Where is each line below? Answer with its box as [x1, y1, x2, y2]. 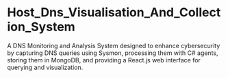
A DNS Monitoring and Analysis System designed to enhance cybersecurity [7, 41, 220, 50]
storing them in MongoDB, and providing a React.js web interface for [7, 56, 201, 64]
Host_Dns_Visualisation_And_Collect [7, 5, 221, 20]
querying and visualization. [7, 63, 84, 71]
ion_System [7, 19, 75, 35]
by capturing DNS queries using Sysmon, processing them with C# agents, [7, 49, 218, 57]
